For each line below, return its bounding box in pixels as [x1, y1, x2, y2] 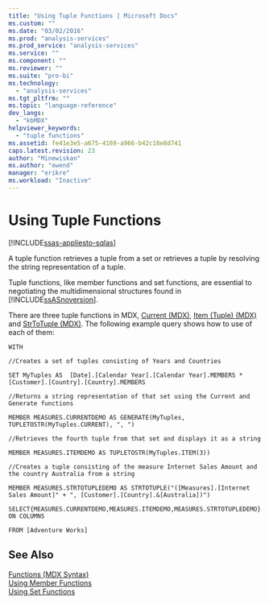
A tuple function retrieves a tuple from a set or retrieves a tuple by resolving [8, 253, 260, 263]
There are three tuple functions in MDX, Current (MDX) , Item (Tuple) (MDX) [8, 310, 258, 320]
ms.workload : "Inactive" [8, 176, 92, 185]
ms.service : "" [8, 49, 60, 57]
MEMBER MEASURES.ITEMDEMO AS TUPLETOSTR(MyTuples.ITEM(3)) [8, 449, 211, 457]
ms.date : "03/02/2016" [8, 27, 85, 35]
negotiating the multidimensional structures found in [8, 286, 182, 296]
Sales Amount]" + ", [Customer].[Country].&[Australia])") [8, 490, 211, 499]
